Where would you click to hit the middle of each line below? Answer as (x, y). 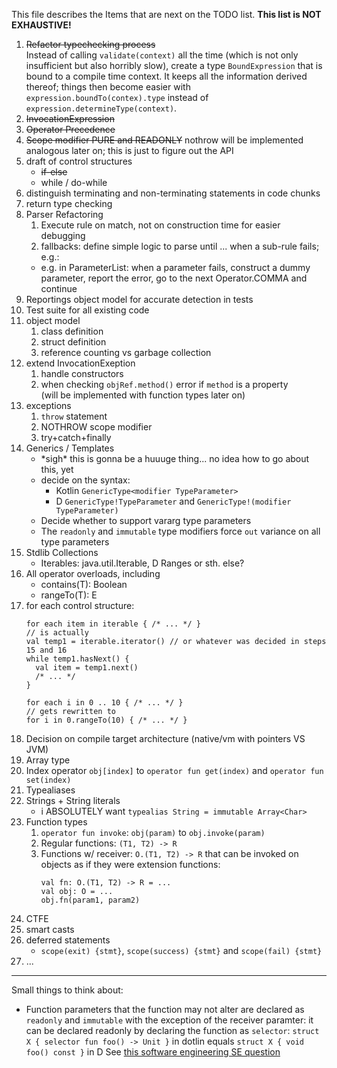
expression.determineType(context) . (101, 108)
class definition (72, 331)
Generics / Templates (70, 448)
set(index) (48, 780)
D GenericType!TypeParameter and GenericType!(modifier (173, 501)
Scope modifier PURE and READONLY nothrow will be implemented (164, 140)
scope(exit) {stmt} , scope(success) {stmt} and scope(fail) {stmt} (181, 950)
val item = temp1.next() (87, 668)
